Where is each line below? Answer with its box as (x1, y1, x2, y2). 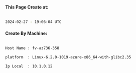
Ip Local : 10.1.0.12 (5, 64, 53, 69)
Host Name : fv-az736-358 (5, 45, 59, 51)
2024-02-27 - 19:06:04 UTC (5, 19, 62, 24)
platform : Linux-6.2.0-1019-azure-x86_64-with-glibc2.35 (5, 55, 131, 60)
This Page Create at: (5, 4, 49, 10)
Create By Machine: (5, 30, 48, 36)
